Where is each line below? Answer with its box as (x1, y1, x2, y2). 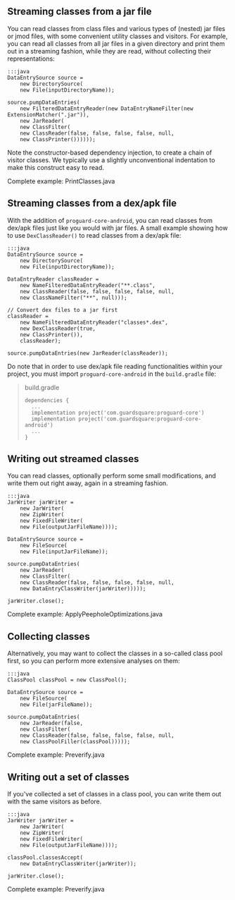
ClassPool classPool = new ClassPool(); (7, 676, 128, 683)
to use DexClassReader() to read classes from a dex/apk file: (7, 231, 182, 239)
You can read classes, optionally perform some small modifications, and (7, 472, 216, 480)
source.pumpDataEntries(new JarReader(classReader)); (7, 349, 169, 357)
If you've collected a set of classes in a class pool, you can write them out (7, 790, 222, 798)
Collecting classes (7, 631, 90, 643)
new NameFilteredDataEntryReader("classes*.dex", (20, 319, 169, 326)
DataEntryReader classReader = (7, 275, 99, 283)
